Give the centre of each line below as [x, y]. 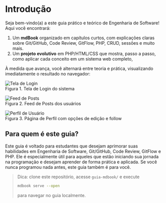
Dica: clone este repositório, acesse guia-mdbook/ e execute [78, 177]
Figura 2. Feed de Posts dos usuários [43, 103]
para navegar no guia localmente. [51, 195]
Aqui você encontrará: [28, 28]
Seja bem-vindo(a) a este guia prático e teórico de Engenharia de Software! [82, 23]
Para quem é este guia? [42, 134]
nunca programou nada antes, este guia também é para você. [68, 167]
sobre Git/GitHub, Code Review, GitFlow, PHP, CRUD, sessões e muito [83, 43]
